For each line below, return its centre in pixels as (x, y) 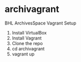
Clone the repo (27, 43)
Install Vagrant (27, 38)
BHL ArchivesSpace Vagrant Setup (40, 23)
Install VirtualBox (29, 32)
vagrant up (23, 54)
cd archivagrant (28, 48)
